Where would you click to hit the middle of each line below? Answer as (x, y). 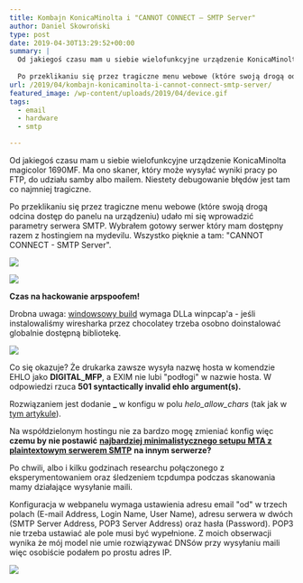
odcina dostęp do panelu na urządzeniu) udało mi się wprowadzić (132, 216)
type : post (30, 34)
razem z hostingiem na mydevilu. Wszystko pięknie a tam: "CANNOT (137, 235)
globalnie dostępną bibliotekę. (65, 333)
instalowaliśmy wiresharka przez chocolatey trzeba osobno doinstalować (145, 323)
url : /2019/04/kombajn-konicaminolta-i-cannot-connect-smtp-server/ (141, 85)
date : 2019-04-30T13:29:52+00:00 (72, 43)
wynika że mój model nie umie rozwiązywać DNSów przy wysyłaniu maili (145, 543)
